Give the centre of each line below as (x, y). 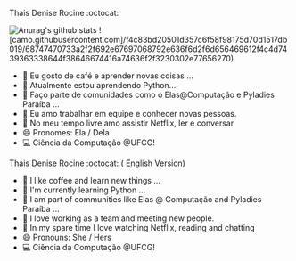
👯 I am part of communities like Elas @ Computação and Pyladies (142, 199)
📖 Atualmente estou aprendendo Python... (99, 85)
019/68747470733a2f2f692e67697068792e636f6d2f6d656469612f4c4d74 (148, 49)
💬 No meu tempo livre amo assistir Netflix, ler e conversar (128, 123)
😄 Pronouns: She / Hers (66, 237)
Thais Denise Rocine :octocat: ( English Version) (97, 163)
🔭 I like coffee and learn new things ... (91, 180)
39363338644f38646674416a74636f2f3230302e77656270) (122, 58)
